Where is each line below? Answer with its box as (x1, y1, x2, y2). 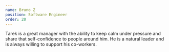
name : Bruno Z (5, 7, 36, 13)
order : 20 (5, 17, 27, 22)
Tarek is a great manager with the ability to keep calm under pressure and (5, 31, 161, 37)
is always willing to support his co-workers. (5, 41, 97, 47)
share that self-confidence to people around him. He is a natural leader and (5, 36, 164, 42)
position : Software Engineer (5, 12, 68, 17)
